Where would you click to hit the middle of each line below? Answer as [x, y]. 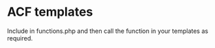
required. [20, 38]
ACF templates [50, 12]
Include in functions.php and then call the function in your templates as [107, 31]
